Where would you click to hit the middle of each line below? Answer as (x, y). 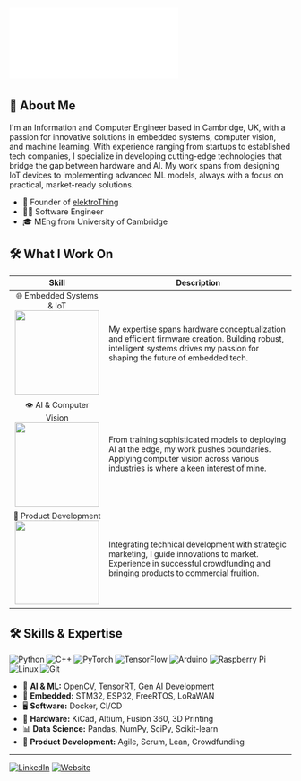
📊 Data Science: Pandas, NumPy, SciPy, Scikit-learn (120, 729)
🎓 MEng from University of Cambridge (95, 221)
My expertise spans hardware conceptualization (198, 329)
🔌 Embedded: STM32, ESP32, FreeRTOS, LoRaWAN (118, 696)
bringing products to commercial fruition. (184, 573)
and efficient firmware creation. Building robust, (197, 339)
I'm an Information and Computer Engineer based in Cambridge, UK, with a (147, 127)
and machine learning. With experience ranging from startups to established (150, 146)
